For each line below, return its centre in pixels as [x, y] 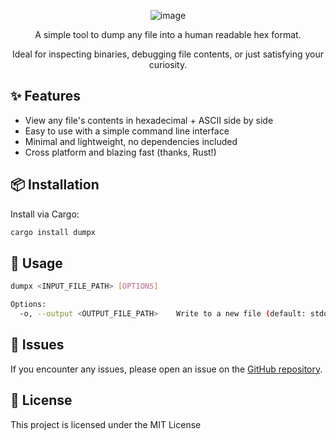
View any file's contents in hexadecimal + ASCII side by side [149, 120]
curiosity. [168, 64]
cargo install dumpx [53, 232]
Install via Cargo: [45, 214]
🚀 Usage [36, 263]
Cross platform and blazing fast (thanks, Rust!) [120, 152]
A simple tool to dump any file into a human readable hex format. [168, 34]
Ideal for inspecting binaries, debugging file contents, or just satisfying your [168, 54]
